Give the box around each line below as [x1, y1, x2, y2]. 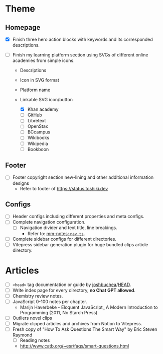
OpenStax [27, 123, 49, 129]
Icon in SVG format [20, 77, 59, 83]
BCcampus [27, 129, 51, 135]
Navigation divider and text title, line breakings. [20, 225, 117, 231]
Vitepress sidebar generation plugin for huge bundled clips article [12, 241, 148, 247]
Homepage [5, 23, 41, 32]
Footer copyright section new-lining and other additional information [12, 174, 154, 180]
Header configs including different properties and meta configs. [12, 214, 144, 220]
